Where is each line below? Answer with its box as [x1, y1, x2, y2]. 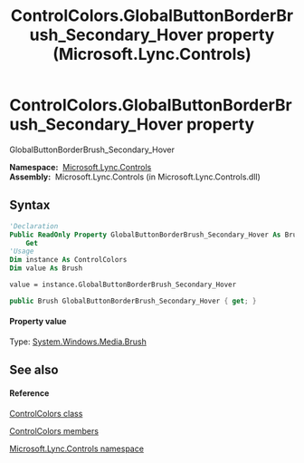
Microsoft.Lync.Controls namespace [9, 443, 145, 454]
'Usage [9, 246, 34, 256]
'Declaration [9, 221, 59, 231]
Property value [9, 316, 67, 327]
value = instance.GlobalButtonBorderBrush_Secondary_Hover [9, 280, 237, 289]
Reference [9, 387, 50, 399]
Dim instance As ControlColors [9, 256, 128, 265]
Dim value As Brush [9, 264, 83, 273]
